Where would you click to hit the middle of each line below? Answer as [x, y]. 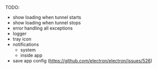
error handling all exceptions [43, 28]
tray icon [22, 39]
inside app [31, 55]
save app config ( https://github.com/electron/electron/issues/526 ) [83, 61]
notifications [26, 44]
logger [20, 33]
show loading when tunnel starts [47, 17]
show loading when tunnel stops [47, 23]
